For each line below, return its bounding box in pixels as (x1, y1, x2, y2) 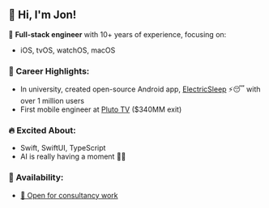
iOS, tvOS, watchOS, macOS (19, 45, 116, 55)
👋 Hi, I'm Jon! (8, 8, 77, 22)
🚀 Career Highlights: (8, 66, 90, 77)
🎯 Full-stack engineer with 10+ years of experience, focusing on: (8, 29, 227, 39)
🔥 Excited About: (8, 125, 77, 136)
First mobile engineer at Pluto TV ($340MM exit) (19, 104, 182, 114)
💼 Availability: (8, 172, 64, 183)
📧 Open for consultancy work (19, 190, 118, 200)
